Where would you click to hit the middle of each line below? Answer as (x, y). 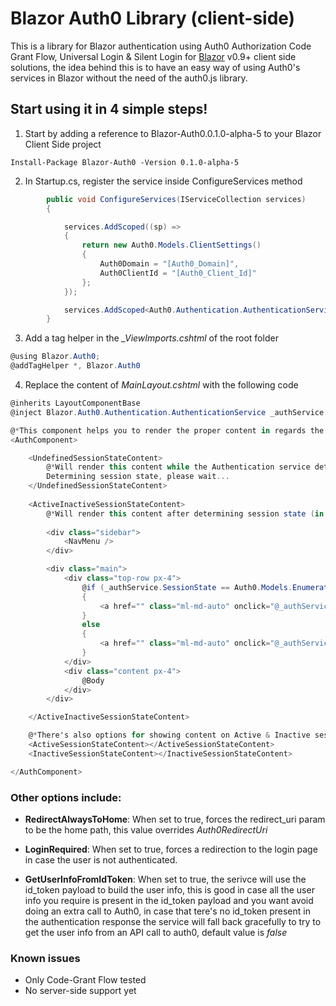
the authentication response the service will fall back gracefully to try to (173, 921)
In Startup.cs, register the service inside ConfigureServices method (163, 181)
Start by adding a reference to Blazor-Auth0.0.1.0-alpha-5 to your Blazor (173, 133)
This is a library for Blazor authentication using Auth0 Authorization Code (161, 46)
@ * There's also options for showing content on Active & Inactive (169, 735)
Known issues (45, 958)
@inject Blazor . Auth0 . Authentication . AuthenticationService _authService (167, 412)
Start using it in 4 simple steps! (109, 109)
